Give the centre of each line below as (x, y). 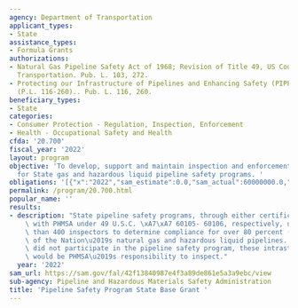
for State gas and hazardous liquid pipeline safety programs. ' (141, 174)
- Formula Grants (41, 51)
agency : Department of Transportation (81, 17)
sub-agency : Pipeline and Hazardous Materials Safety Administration (141, 281)
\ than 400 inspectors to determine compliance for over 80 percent (154, 232)
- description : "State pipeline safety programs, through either (132, 215)
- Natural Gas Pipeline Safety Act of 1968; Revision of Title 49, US (142, 67)
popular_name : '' (41, 199)
